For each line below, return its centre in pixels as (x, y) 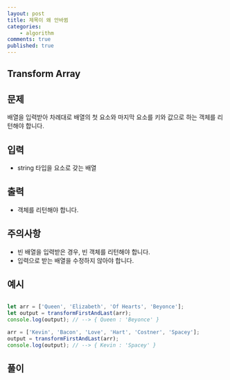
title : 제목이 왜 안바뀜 (38, 20)
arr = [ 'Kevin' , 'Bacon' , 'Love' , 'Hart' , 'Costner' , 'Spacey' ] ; (104, 332)
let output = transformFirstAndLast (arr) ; (69, 313)
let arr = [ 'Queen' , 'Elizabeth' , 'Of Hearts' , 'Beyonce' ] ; (96, 307)
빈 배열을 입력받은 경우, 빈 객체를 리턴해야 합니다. (83, 252)
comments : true (29, 40)
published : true (30, 46)
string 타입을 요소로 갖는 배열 (57, 168)
